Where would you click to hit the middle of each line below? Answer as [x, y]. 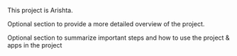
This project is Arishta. [40, 10]
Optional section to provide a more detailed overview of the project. [106, 24]
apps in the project [35, 45]
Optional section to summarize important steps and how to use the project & [118, 38]
